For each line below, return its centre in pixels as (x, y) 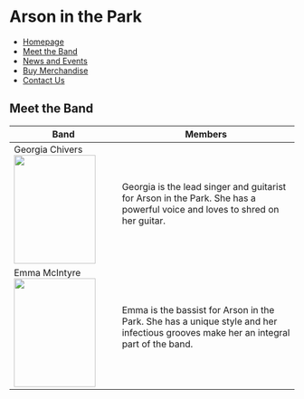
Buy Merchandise (55, 71)
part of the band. (157, 344)
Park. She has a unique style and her (199, 321)
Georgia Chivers (48, 149)
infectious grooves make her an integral (206, 332)
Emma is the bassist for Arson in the (198, 309)
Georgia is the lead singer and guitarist (204, 186)
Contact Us (43, 80)
